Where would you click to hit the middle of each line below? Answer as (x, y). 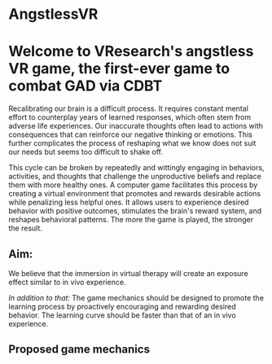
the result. (26, 228)
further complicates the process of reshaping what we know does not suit (132, 143)
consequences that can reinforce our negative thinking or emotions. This (130, 134)
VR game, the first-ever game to (119, 69)
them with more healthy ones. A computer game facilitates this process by (133, 185)
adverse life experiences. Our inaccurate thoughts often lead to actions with (136, 126)
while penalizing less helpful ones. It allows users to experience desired (129, 202)
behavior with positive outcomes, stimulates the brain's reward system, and (135, 211)
